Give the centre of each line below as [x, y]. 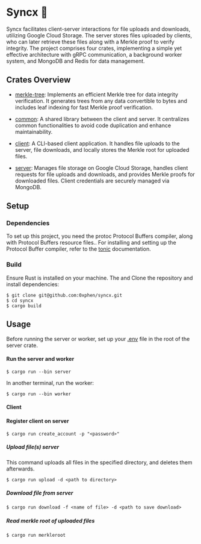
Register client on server [38, 421]
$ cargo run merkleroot [36, 536]
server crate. [22, 345]
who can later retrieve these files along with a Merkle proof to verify [90, 42]
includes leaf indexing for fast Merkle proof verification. [84, 107]
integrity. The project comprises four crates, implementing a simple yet [94, 48]
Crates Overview [39, 80]
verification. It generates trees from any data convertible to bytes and [101, 101]
